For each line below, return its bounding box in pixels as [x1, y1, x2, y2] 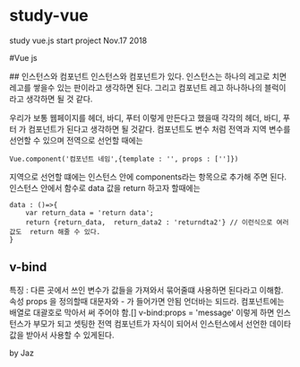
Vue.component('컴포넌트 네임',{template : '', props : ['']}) [9, 154, 239, 163]
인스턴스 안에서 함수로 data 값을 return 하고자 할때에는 [9, 182, 201, 193]
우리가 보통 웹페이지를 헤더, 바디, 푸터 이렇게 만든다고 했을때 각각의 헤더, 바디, [9, 112, 281, 123]
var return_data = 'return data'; [25, 208, 154, 217]
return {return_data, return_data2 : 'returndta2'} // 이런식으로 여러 [25, 217, 289, 227]
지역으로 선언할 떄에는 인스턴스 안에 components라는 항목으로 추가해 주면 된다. [9, 171, 287, 182]
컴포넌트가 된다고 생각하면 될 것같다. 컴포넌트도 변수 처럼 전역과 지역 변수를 [28, 123, 291, 135]
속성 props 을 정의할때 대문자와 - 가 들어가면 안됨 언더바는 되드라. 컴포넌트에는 [9, 295, 285, 306]
